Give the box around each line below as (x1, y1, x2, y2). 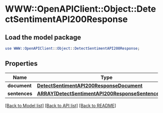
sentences (7, 90, 33, 97)
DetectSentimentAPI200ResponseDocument (37, 82, 143, 89)
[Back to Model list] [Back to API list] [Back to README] (5, 102, 116, 108)
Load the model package (5, 33, 81, 41)
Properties (5, 59, 38, 68)
